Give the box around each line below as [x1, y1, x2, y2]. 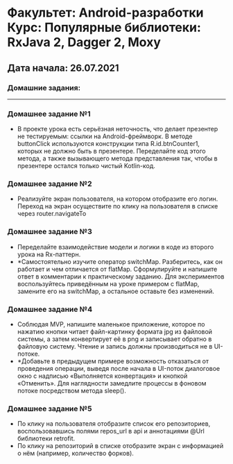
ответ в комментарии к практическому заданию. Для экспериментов [17, 272, 225, 281]
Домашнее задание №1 [7, 109, 91, 119]
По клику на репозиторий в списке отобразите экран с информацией [17, 442, 224, 450]
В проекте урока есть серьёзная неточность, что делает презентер [17, 125, 218, 133]
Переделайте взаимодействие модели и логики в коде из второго [17, 242, 214, 251]
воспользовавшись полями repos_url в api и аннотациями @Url [17, 427, 205, 436]
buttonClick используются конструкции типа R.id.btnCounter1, [17, 140, 200, 148]
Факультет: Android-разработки [7, 5, 204, 21]
